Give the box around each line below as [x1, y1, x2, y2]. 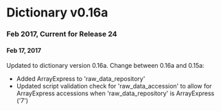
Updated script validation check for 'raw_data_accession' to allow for [16, 82, 212, 90]
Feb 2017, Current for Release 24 [6, 29, 117, 39]
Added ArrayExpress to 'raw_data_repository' [16, 75, 146, 83]
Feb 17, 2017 [6, 46, 42, 54]
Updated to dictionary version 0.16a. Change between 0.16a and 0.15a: [6, 62, 205, 70]
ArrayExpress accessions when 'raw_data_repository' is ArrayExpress [16, 89, 215, 97]
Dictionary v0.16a [6, 5, 108, 21]
